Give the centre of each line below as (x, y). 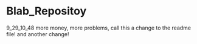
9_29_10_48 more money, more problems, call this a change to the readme (99, 28)
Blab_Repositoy (47, 11)
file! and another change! (38, 34)
